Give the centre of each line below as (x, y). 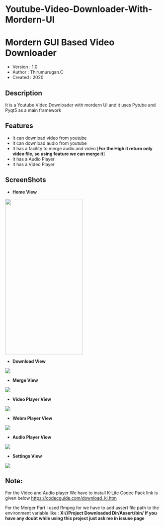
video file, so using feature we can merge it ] (59, 154)
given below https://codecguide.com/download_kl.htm (61, 498)
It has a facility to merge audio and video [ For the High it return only (82, 148)
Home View (25, 192)
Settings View (27, 456)
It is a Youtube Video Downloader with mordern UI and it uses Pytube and (81, 105)
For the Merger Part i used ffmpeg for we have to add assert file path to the (82, 508)
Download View (29, 361)
